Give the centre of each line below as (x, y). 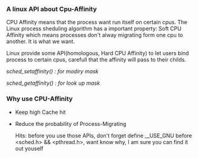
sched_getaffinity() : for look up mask (53, 83)
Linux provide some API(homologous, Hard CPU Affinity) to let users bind (98, 53)
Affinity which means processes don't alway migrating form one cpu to (95, 35)
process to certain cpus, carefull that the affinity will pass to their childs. (96, 60)
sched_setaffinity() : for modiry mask (52, 71)
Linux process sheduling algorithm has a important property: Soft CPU (94, 28)
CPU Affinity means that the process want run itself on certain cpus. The (97, 22)
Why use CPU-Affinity (40, 99)
